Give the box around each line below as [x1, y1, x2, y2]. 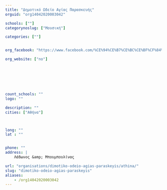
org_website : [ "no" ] [5, 57, 48, 62]
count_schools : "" [5, 92, 43, 97]
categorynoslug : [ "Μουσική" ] [5, 25, 66, 30]
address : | [5, 150, 28, 155]
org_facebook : [5, 48, 35, 53]
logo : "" [5, 96, 23, 101]
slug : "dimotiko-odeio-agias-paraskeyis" [5, 168, 92, 173]
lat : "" [5, 132, 23, 137]
